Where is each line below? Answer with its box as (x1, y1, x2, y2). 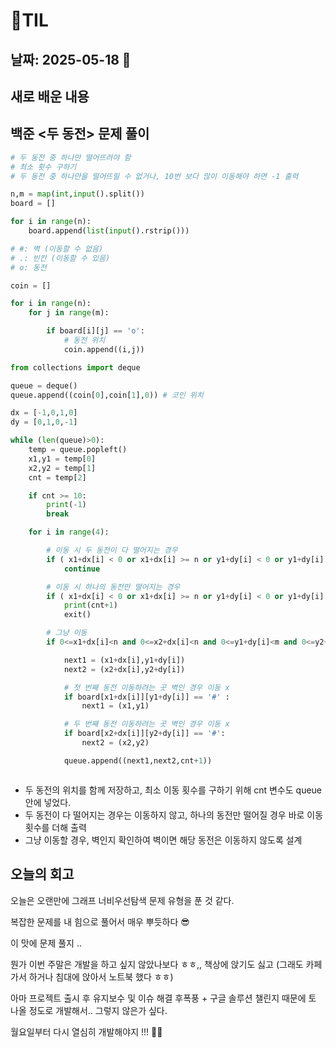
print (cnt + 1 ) (63, 600, 118, 611)
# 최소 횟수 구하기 (10, 162, 77, 172)
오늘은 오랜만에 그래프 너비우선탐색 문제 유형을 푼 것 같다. (10, 894, 235, 906)
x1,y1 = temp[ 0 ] (28, 454, 97, 464)
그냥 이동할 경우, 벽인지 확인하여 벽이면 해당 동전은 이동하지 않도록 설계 (24, 834, 303, 846)
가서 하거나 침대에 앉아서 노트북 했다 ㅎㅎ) (10, 970, 174, 983)
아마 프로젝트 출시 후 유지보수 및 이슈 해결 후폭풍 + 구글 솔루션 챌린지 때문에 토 (10, 992, 317, 1004)
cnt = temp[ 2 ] (28, 472, 87, 483)
